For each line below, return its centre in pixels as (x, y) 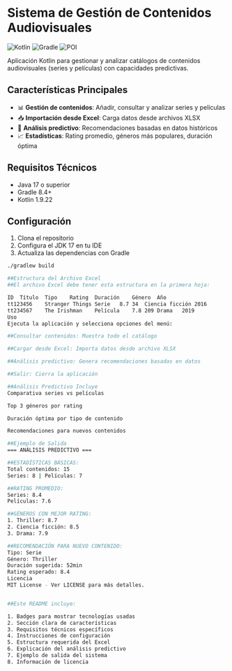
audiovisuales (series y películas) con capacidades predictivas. (98, 68)
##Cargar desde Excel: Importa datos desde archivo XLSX (92, 349)
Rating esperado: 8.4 (39, 572)
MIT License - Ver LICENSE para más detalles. (76, 585)
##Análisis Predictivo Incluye (53, 387)
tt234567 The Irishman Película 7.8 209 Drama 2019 (101, 310)
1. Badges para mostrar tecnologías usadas (71, 616)
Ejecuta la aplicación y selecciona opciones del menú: (90, 324)
